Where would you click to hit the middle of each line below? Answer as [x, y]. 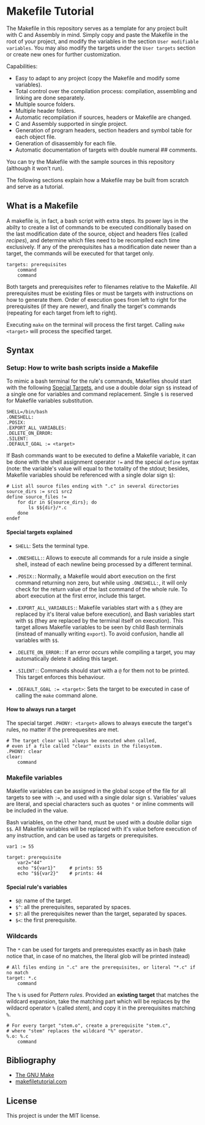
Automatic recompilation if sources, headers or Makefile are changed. [103, 117]
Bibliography [31, 1060]
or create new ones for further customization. [64, 54]
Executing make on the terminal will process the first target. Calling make [96, 324]
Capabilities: [22, 66]
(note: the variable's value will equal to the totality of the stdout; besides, [98, 469]
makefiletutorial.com [41, 1081]
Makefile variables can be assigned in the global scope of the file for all [96, 791]
